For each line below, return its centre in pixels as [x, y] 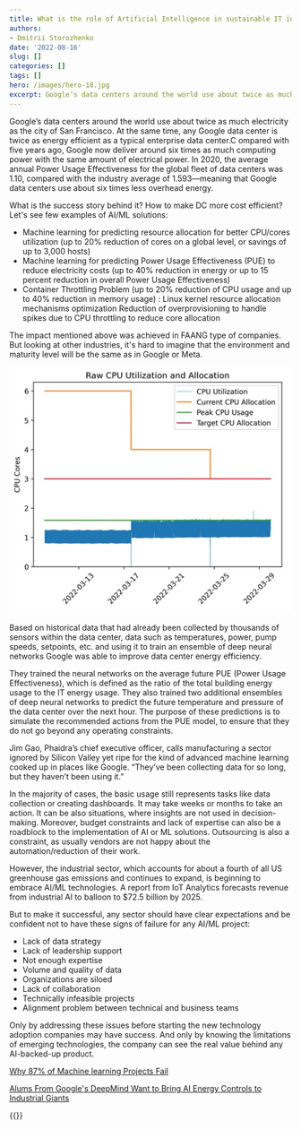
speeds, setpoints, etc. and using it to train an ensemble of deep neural [141, 646]
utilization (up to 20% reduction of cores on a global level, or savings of [154, 241]
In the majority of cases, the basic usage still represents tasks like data [140, 794]
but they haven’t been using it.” [67, 776]
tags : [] [26, 76]
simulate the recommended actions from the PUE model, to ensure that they [149, 720]
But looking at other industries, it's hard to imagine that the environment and [150, 344]
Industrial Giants [39, 1098]
